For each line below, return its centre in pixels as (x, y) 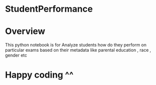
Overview (25, 32)
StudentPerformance (49, 9)
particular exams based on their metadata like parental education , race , (78, 50)
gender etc (16, 55)
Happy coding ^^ (39, 75)
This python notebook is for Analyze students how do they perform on (76, 45)
